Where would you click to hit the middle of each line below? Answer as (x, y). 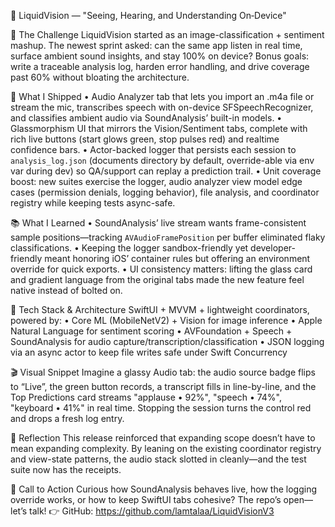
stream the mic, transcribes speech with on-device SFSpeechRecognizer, (162, 107)
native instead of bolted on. (66, 290)
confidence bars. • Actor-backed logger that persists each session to (153, 149)
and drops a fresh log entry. (67, 418)
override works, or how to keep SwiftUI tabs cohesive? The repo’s (146, 499)
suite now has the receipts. (66, 469)
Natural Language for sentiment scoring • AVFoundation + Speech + (151, 331)
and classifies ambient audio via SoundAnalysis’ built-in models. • (146, 118)
